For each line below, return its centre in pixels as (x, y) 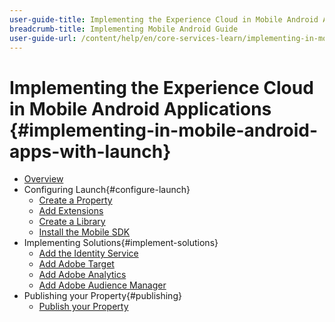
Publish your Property (83, 307)
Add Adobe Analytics (82, 275)
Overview (43, 179)
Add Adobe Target (76, 264)
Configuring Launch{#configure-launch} (107, 190)
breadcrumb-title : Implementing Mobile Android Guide (124, 29)
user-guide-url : (43, 38)
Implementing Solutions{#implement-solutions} (121, 243)
